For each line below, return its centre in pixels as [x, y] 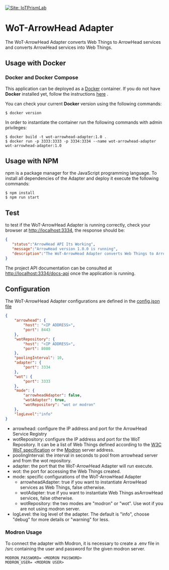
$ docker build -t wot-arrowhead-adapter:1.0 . [56, 137]
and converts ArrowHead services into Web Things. [59, 47]
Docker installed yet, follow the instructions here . [57, 94]
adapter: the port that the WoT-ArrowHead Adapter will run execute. [83, 466]
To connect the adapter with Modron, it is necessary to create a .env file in [82, 543]
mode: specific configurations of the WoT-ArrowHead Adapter [77, 476]
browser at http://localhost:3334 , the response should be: [65, 230]
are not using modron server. [50, 509]
